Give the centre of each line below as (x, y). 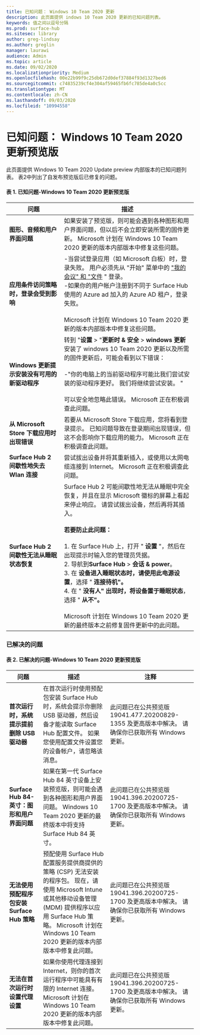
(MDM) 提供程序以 (68, 907)
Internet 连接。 (77, 989)
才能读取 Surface (73, 724)
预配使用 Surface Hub (73, 854)
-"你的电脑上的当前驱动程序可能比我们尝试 (124, 374)
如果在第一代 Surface (73, 771)
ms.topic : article (29, 61)
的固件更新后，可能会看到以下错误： (115, 358)
